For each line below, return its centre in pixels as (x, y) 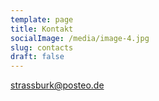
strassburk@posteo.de (57, 85)
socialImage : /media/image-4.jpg (80, 38)
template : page (42, 19)
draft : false (37, 57)
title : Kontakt (42, 29)
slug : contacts (42, 47)
